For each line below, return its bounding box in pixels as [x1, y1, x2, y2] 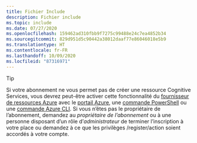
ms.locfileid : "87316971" [6, 58, 70, 64]
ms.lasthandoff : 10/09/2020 [6, 53, 76, 59]
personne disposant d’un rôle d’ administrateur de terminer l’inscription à [6, 117, 184, 125]
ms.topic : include [6, 20, 52, 26]
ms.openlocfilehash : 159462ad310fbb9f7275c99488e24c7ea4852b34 [6, 31, 167, 37]
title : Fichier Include [6, 8, 65, 15]
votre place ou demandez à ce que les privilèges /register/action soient [6, 124, 181, 131]
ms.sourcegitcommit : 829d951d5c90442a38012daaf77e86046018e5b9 [6, 36, 167, 42]
